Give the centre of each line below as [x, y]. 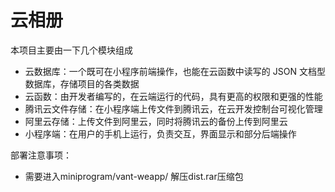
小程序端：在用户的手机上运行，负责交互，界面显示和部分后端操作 [160, 133]
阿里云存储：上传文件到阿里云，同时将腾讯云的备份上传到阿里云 [156, 121]
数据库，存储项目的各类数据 [82, 83]
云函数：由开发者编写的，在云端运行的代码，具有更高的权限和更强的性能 [173, 96]
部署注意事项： [41, 155]
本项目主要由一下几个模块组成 [71, 50]
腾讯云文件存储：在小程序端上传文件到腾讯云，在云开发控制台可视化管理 [173, 108]
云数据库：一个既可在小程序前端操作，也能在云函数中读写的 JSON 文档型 [175, 71]
